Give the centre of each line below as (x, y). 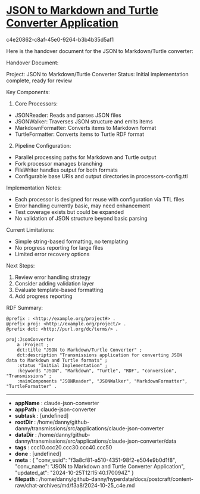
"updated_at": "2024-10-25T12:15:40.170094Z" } (74, 473)
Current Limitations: (30, 229)
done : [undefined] (38, 453)
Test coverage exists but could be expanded (69, 212)
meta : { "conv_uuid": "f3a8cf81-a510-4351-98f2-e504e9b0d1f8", (96, 460)
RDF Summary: (25, 307)
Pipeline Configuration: (43, 145)
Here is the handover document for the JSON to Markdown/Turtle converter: (100, 51)
